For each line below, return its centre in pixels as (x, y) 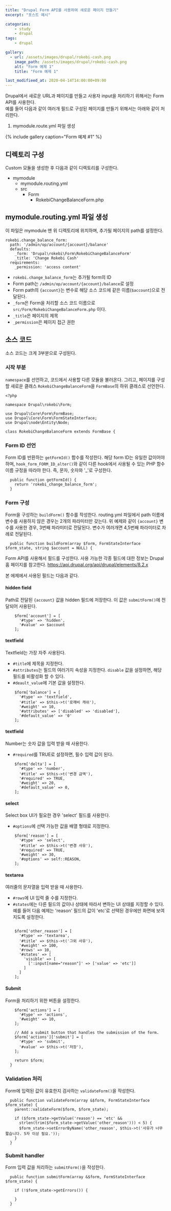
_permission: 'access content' (48, 267)
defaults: (20, 249)
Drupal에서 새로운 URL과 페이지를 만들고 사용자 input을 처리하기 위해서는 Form (85, 96)
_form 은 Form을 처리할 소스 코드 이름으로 (54, 303)
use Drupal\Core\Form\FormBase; (40, 413)
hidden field (18, 588)
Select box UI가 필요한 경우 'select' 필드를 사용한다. (58, 815)
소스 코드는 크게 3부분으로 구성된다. (41, 353)
